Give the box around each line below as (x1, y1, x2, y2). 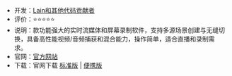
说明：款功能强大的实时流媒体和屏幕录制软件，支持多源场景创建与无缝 (13, 26, 219, 34)
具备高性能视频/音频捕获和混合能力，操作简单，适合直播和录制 (26, 34, 209, 43)
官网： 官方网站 (13, 52, 58, 61)
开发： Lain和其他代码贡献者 (13, 6, 95, 14)
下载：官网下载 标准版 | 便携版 (13, 61, 103, 69)
